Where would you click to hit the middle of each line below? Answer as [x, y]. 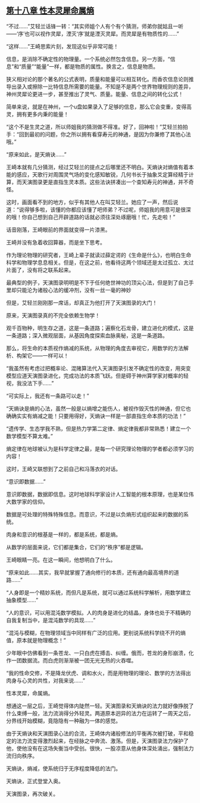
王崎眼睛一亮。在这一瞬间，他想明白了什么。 [61, 560]
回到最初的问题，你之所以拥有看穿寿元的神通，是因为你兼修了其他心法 [105, 134]
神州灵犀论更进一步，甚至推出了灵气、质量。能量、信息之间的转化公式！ [95, 94]
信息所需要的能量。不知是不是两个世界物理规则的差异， [126, 86]
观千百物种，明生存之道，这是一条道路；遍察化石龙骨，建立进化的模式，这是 [100, 328]
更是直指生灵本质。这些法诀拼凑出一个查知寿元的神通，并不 [115, 182]
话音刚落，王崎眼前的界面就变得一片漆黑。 [58, 230]
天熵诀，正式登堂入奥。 [35, 781]
